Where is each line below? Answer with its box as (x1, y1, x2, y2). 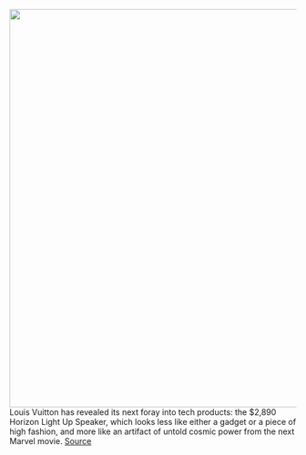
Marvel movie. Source (9, 436, 92, 446)
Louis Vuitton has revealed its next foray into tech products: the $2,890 (9, 407, 277, 418)
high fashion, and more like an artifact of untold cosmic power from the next (9, 426, 295, 437)
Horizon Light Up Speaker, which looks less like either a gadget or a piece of (9, 417, 297, 427)
